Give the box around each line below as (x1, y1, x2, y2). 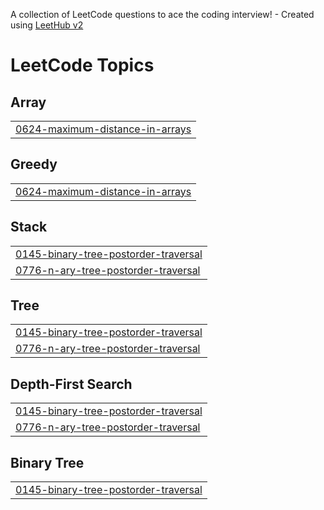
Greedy (10, 156, 58, 173)
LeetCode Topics (10, 54, 155, 77)
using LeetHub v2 (10, 19, 84, 31)
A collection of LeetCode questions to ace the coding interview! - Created (10, 9, 315, 20)
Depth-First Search (10, 375, 133, 393)
